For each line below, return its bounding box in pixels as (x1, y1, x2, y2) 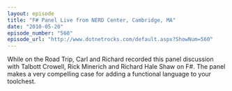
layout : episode (7, 10, 54, 17)
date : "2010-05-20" (7, 23, 64, 30)
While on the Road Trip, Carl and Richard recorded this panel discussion (7, 55, 214, 63)
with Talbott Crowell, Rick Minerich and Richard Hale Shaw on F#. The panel (7, 63, 226, 71)
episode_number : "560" (7, 29, 73, 37)
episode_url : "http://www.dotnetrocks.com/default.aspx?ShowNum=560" (7, 36, 214, 43)
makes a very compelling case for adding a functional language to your (7, 70, 211, 78)
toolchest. (7, 77, 36, 85)
